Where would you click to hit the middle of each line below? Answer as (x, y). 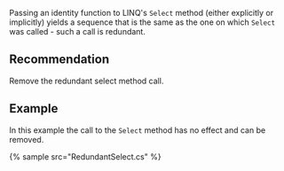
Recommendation (59, 60)
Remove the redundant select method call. (87, 81)
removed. (27, 139)
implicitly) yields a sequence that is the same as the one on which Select (142, 22)
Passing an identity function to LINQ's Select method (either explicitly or (141, 13)
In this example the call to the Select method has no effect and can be (138, 130)
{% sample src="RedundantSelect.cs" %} (85, 156)
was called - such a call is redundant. (78, 31)
